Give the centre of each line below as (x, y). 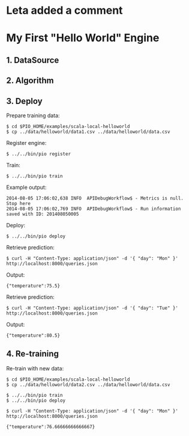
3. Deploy (25, 101)
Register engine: (26, 143)
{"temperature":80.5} (33, 335)
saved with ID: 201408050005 (43, 214)
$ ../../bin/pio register (38, 154)
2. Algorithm (30, 81)
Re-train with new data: (35, 368)
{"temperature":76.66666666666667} (51, 427)
